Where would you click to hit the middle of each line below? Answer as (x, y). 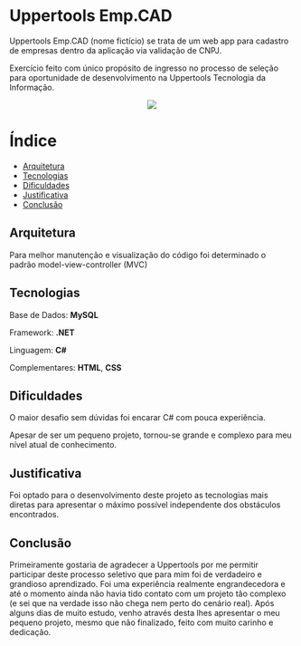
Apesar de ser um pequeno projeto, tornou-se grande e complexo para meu (150, 435)
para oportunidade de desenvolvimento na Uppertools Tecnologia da (138, 77)
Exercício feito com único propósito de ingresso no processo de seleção (144, 68)
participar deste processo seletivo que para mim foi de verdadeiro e (136, 574)
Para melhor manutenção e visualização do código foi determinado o (138, 255)
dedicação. (30, 632)
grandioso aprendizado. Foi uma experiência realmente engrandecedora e (148, 583)
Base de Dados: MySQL (54, 314)
